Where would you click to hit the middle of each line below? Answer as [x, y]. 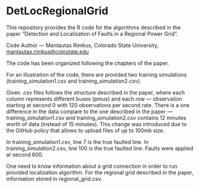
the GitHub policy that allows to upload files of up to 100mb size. [85, 130]
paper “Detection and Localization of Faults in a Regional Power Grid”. [92, 33]
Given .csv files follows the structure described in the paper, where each [96, 92]
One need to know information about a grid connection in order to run [92, 166]
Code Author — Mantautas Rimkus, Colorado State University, [82, 45]
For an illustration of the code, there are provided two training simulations [97, 74]
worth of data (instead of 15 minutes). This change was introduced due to [97, 124]
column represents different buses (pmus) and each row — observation [94, 99]
